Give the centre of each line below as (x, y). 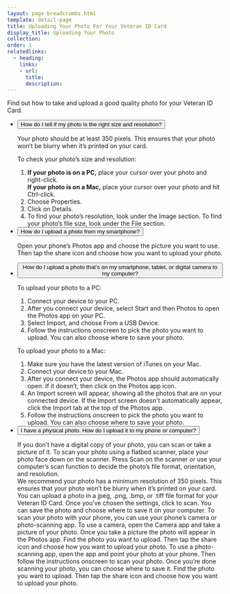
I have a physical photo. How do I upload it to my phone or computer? (108, 430)
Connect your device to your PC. (73, 301)
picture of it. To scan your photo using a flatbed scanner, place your (113, 452)
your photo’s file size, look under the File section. (96, 224)
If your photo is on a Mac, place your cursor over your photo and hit (124, 187)
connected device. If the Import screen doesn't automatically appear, (125, 401)
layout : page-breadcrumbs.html (52, 13)
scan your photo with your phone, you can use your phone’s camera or (117, 518)
